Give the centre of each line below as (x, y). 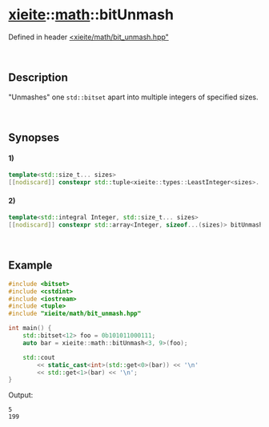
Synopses (34, 138)
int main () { (30, 328)
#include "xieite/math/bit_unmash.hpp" (75, 314)
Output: (21, 395)
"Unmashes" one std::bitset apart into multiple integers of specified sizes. (133, 97)
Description (38, 78)
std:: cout (39, 357)
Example (30, 266)
